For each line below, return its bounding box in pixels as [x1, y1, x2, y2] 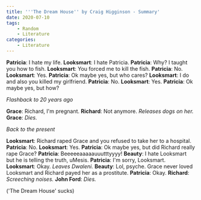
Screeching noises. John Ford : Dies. [6, 175, 96, 183]
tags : [6, 20, 20, 26]
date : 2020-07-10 [6, 14, 50, 20]
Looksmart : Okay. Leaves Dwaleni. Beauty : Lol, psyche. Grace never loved [6, 163, 193, 170]
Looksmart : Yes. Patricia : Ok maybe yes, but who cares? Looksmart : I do [6, 71, 190, 79]
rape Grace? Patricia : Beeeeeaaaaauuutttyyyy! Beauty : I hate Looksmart [6, 150, 187, 157]
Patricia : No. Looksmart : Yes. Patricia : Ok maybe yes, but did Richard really [6, 144, 196, 151]
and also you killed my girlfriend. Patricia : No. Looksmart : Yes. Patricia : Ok [6, 77, 194, 85]
